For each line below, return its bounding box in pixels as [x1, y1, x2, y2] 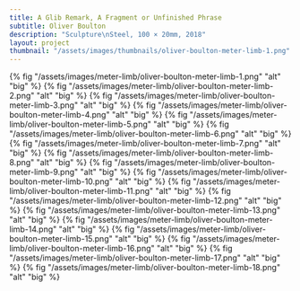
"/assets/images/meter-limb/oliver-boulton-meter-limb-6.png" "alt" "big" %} [9, 128, 292, 139]
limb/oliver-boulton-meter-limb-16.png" [9, 243, 155, 254]
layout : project [9, 38, 70, 48]
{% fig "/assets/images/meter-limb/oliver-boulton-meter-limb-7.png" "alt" [9, 138, 282, 149]
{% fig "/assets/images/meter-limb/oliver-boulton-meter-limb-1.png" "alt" [9, 71, 281, 82]
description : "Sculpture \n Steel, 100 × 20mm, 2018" [9, 30, 206, 39]
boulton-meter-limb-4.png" [9, 110, 110, 120]
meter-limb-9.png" [9, 167, 79, 178]
